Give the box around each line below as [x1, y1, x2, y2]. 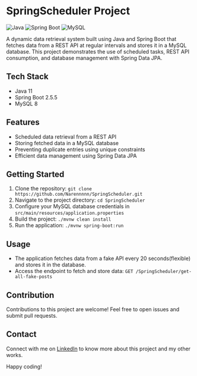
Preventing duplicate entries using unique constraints [14, 146, 145, 153]
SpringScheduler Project [6, 4, 131, 18]
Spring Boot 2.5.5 [14, 93, 58, 101]
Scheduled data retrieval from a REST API [14, 133, 117, 140]
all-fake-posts [14, 274, 53, 280]
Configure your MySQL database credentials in [14, 203, 130, 210]
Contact [6, 329, 37, 340]
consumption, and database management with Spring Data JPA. [6, 54, 163, 61]
